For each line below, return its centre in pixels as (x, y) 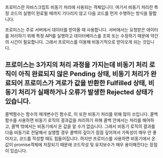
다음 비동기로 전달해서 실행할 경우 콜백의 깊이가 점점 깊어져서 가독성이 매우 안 (78, 132)
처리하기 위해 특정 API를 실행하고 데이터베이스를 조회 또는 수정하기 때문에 (80, 36)
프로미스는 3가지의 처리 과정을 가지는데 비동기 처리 (76, 65)
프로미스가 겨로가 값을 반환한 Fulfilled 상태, (85, 83)
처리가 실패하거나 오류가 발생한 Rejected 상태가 (86, 92)
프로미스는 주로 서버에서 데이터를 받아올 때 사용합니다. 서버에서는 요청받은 (75, 30)
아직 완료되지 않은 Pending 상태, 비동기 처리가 (84, 74)
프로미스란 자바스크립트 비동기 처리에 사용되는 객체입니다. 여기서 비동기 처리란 (79, 7)
